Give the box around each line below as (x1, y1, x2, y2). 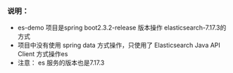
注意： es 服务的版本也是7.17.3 (17, 58, 105, 67)
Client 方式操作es (17, 50, 68, 58)
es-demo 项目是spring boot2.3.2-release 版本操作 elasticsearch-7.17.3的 (17, 23, 227, 32)
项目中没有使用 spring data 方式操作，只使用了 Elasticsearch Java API (17, 41, 220, 50)
